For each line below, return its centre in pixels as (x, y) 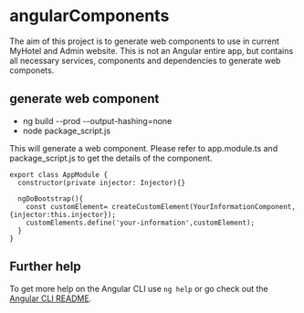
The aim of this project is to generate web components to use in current (145, 41)
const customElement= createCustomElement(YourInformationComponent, (161, 206)
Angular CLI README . (51, 298)
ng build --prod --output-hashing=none (97, 120)
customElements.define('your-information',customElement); (141, 223)
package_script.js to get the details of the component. (111, 158)
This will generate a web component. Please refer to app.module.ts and (144, 148)
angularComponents (89, 16)
